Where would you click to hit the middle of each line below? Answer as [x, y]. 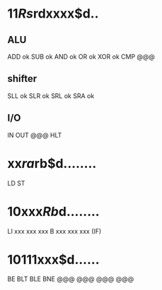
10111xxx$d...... [53, 259]
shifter [22, 79]
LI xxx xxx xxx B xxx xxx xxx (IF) [54, 231]
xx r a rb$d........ [52, 163]
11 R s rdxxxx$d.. [53, 14]
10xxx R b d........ [54, 211]
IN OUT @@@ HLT [35, 135]
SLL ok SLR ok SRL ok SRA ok [51, 96]
